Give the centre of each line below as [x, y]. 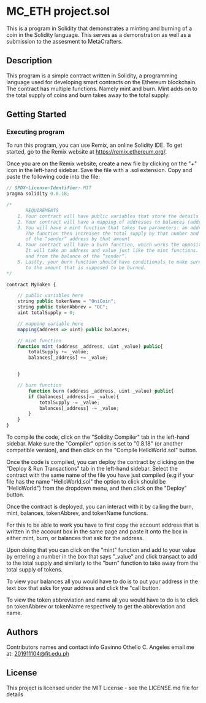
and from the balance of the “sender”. [76, 256]
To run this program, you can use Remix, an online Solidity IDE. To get [94, 145]
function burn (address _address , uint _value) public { [101, 391]
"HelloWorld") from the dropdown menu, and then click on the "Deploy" [97, 488]
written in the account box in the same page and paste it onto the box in [97, 532]
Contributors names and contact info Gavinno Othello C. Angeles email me [100, 647]
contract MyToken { [31, 285]
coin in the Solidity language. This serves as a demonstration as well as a [99, 34]
